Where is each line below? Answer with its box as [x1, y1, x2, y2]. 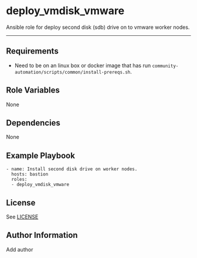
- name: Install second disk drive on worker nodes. [6, 166, 138, 172]
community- [152, 63, 179, 69]
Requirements [6, 46, 59, 57]
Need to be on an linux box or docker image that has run [14, 62, 151, 69]
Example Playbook [6, 150, 75, 160]
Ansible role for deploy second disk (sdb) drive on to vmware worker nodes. [6, 24, 190, 31]
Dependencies [6, 118, 60, 128]
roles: [11, 177, 28, 183]
